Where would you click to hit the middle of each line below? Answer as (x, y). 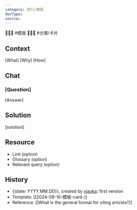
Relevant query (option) (36, 164)
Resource (20, 142)
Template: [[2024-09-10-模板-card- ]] (50, 197)
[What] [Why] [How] (25, 60)
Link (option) (25, 154)
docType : (14, 14)
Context (18, 48)
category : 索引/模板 (24, 9)
